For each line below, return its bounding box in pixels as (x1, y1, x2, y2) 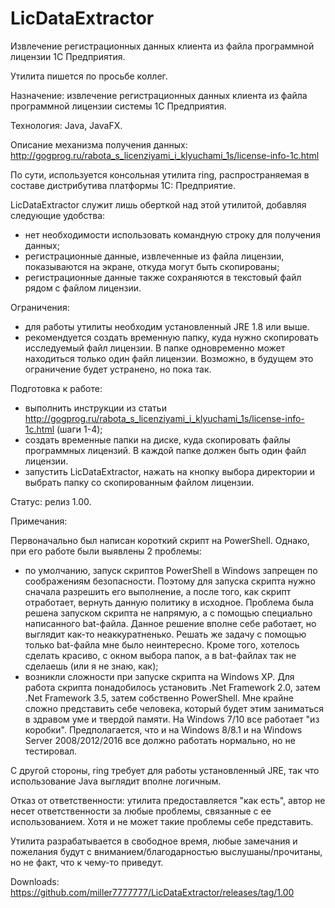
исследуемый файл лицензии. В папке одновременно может (24, 342, 286, 354)
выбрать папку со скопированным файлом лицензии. (24, 476, 255, 488)
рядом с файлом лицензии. (24, 282, 142, 294)
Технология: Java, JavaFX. (10, 119, 123, 131)
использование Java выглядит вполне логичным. (10, 775, 222, 787)
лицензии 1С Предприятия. (10, 50, 126, 62)
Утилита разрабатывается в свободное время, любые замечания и (10, 835, 298, 847)
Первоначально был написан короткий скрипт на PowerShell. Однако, (10, 534, 310, 546)
